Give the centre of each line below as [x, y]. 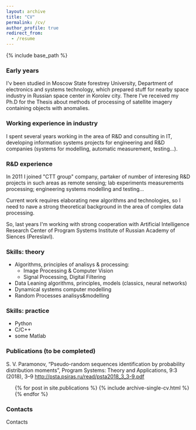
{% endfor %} [31, 394]
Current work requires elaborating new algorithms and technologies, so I [93, 200]
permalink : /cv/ [26, 22]
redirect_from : [25, 33]
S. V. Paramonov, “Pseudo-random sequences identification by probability [96, 364]
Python [23, 323]
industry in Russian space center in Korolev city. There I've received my [92, 96]
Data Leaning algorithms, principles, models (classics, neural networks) [101, 283]
